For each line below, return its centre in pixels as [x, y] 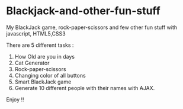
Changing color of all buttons [50, 75]
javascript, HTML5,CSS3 [36, 33]
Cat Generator [32, 63]
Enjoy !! [15, 100]
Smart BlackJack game [43, 82]
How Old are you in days [45, 56]
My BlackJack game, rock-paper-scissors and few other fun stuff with [92, 27]
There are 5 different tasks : [40, 45]
